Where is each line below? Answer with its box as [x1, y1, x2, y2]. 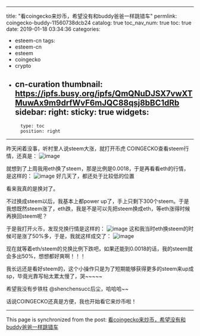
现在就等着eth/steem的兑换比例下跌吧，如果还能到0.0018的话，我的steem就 [6, 245, 193, 252]
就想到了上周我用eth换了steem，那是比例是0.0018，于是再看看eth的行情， [6, 164, 189, 172]
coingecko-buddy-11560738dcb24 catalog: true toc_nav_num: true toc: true [6, 19, 192, 26]
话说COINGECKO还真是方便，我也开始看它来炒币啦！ [6, 297, 137, 305]
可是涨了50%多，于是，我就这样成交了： [11, 232, 112, 239]
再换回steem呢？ [6, 212, 48, 220]
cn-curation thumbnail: [14, 80, 103, 90]
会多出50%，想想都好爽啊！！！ [6, 252, 86, 259]
